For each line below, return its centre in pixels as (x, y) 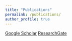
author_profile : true (28, 19)
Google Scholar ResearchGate (36, 33)
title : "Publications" (29, 10)
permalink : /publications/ (33, 14)
